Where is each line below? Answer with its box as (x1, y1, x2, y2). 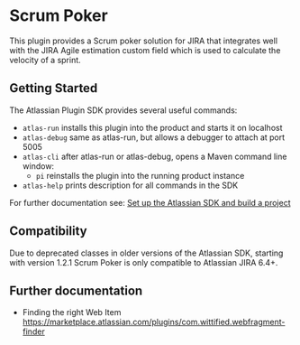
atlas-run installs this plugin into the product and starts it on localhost (22, 122, 283, 133)
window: (22, 160, 55, 172)
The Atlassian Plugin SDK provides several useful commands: (9, 105, 238, 116)
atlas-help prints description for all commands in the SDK (22, 180, 239, 191)
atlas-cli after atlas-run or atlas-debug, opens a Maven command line (22, 151, 287, 162)
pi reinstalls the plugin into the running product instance (35, 170, 245, 181)
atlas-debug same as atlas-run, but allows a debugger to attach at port (22, 132, 286, 143)
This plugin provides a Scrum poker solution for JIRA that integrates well (9, 35, 277, 46)
